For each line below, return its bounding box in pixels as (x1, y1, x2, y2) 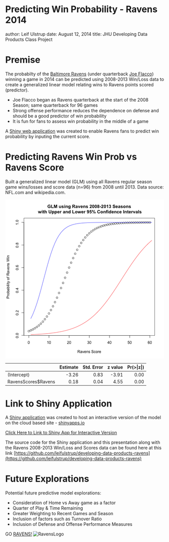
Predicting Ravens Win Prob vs (5, 151, 137, 163)
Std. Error (82, 364, 103, 370)
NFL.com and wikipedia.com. (5, 189, 66, 195)
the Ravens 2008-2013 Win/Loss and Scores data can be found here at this (5, 445, 162, 451)
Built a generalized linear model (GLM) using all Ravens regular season (5, 178, 152, 185)
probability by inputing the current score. (5, 133, 91, 140)
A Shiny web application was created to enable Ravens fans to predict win (5, 128, 159, 134)
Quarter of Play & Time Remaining (12, 505, 83, 511)
